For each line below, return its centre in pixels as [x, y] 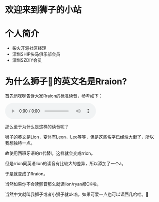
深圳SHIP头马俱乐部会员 [36, 54]
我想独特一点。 [20, 143]
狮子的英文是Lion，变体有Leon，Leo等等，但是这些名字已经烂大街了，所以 [79, 137]
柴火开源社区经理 [29, 48]
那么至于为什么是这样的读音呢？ [37, 127]
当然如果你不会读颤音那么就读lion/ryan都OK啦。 [53, 184]
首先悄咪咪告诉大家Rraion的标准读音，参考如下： [54, 96]
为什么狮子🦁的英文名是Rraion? [66, 81]
